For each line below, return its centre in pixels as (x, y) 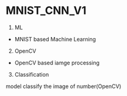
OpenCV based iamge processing (57, 63)
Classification (32, 74)
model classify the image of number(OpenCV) (64, 86)
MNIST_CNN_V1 (46, 11)
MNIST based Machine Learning (55, 39)
